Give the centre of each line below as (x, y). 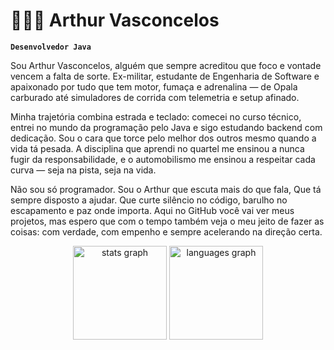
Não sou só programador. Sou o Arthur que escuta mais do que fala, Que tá (166, 189)
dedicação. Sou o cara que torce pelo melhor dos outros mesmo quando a (163, 138)
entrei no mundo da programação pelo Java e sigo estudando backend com (166, 127)
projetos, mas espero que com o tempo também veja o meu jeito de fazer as (167, 221)
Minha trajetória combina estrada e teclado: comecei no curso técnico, (156, 116)
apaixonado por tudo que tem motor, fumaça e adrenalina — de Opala (154, 86)
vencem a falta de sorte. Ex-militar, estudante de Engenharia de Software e (165, 76)
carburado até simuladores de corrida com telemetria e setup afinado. (155, 97)
